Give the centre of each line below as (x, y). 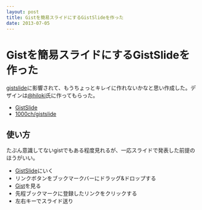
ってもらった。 (80, 96)
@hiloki (37, 96)
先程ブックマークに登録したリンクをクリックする (76, 194)
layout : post (23, 12)
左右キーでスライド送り (44, 201)
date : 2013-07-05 (28, 23)
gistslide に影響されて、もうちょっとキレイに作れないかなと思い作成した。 (99, 88)
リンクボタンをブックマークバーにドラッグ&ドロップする (86, 179)
